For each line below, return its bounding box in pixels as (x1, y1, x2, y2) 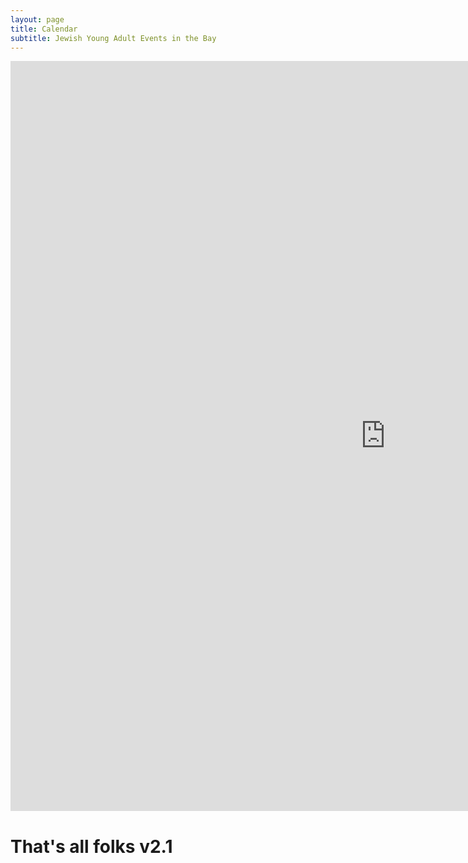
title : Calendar (10, 24, 78, 34)
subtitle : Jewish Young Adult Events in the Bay (10, 33, 217, 43)
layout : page (10, 14, 65, 25)
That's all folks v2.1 (10, 835, 173, 858)
